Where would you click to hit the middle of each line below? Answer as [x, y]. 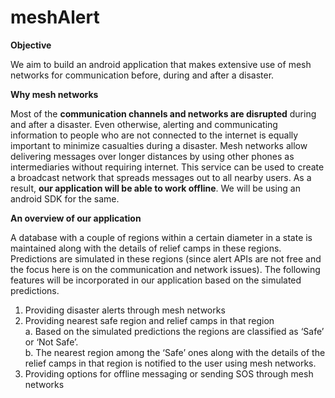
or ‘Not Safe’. [51, 342]
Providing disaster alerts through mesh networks [125, 310]
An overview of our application [76, 218]
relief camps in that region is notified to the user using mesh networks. [170, 363]
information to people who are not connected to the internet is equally [154, 135]
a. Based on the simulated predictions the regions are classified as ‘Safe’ [174, 331]
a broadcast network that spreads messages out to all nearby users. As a [161, 177]
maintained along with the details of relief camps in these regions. [146, 248]
